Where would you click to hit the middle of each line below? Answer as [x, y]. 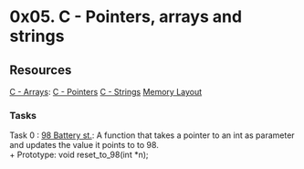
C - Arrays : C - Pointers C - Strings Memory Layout [106, 92]
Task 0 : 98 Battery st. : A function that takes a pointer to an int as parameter [152, 135]
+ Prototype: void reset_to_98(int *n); [79, 155]
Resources [41, 70]
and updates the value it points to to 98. [84, 145]
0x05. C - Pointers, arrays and [126, 17]
